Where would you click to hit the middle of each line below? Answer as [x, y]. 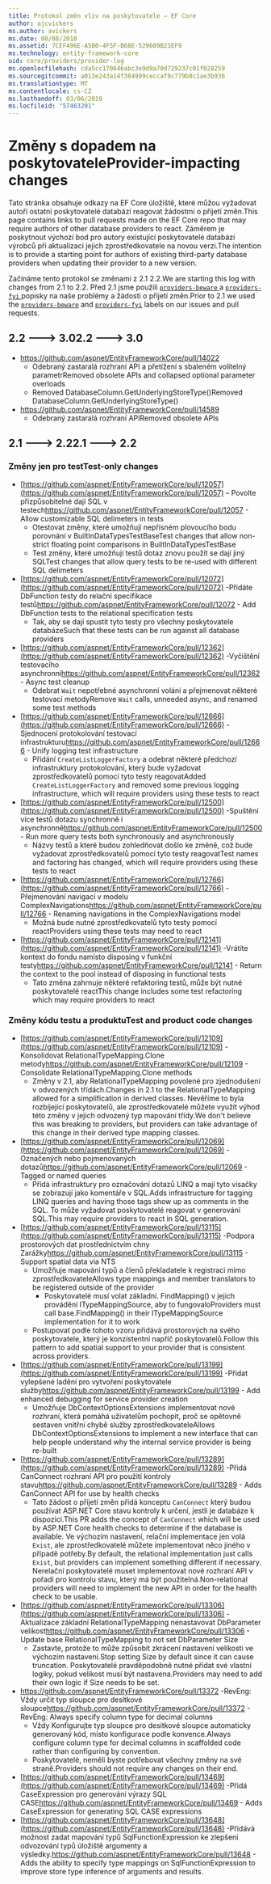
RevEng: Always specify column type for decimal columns [117, 1717]
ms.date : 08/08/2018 [43, 38]
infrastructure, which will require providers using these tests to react [146, 793]
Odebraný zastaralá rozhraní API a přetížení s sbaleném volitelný [139, 366]
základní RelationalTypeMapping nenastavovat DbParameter [161, 1622]
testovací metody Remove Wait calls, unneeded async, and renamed [145, 699]
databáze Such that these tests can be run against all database [135, 630]
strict [41, 544]
